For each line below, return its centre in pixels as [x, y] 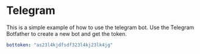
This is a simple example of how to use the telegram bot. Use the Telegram [100, 27]
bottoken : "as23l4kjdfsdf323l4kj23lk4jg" [60, 45]
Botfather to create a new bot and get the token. [66, 33]
